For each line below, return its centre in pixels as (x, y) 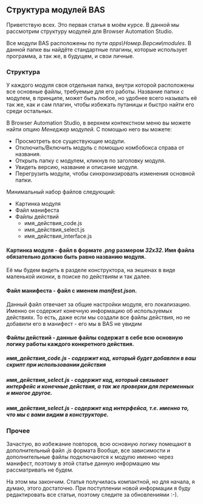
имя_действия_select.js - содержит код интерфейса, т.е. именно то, (98, 408)
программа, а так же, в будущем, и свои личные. (71, 56)
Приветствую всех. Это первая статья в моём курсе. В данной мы (93, 24)
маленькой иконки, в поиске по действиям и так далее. (79, 276)
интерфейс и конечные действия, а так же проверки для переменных (100, 386)
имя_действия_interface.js (58, 236)
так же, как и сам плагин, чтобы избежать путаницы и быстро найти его (100, 105)
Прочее (18, 431)
